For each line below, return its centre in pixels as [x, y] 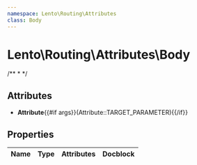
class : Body [24, 20]
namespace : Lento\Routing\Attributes [62, 14]
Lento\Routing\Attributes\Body [99, 55]
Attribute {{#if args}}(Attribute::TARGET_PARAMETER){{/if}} [102, 113]
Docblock [118, 154]
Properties [31, 134]
